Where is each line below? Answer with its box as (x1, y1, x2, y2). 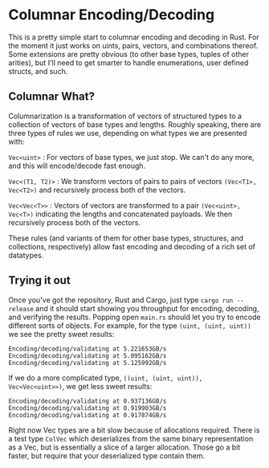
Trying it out (8, 273, 71, 287)
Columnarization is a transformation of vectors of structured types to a (8, 111, 243, 121)
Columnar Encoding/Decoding (8, 6, 215, 24)
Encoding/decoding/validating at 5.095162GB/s (8, 351, 167, 359)
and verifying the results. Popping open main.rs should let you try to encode (8, 312, 261, 322)
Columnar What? (8, 90, 95, 104)
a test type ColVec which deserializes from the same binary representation (8, 433, 254, 443)
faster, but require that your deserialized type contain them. (8, 450, 206, 460)
